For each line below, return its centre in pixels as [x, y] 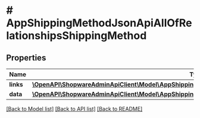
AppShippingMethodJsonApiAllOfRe [99, 23]
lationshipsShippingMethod [76, 36]
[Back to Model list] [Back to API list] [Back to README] [74, 109]
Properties [26, 58]
